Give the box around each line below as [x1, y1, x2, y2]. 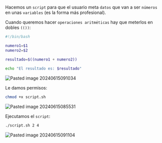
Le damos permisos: [5, 85, 48, 91]
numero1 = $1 [5, 43, 28, 48]
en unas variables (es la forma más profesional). [5, 9, 106, 15]
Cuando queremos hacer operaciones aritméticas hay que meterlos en [5, 19, 153, 25]
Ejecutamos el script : [5, 113, 51, 119]
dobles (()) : [5, 24, 31, 30]
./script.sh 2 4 [5, 123, 39, 128]
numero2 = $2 [5, 47, 28, 53]
